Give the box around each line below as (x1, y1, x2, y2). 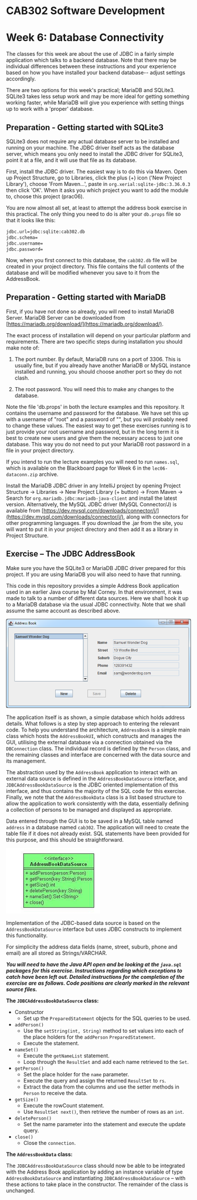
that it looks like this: (6, 216, 56, 223)
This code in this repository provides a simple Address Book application (6, 582, 180, 589)
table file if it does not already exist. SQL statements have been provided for (6, 830, 190, 837)
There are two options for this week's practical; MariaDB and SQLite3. (6, 87, 175, 94)
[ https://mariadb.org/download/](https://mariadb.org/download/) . (6, 320, 164, 327)
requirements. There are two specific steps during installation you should (6, 338, 183, 345)
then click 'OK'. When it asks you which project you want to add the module (6, 187, 189, 194)
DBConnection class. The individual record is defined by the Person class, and (6, 745, 191, 752)
